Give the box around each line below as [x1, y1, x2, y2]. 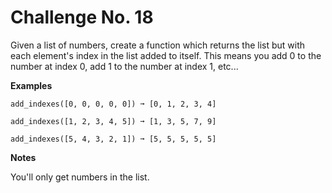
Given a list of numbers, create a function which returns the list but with [10, 39, 306, 51]
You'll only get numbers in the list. [10, 171, 150, 183]
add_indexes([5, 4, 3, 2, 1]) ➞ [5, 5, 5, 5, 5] [10, 134, 217, 144]
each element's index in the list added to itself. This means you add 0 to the [10, 49, 322, 61]
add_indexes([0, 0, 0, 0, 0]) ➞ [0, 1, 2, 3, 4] [10, 99, 217, 109]
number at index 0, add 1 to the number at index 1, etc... [10, 60, 239, 72]
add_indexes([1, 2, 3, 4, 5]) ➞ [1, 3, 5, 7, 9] [10, 116, 217, 126]
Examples [10, 79, 53, 91]
